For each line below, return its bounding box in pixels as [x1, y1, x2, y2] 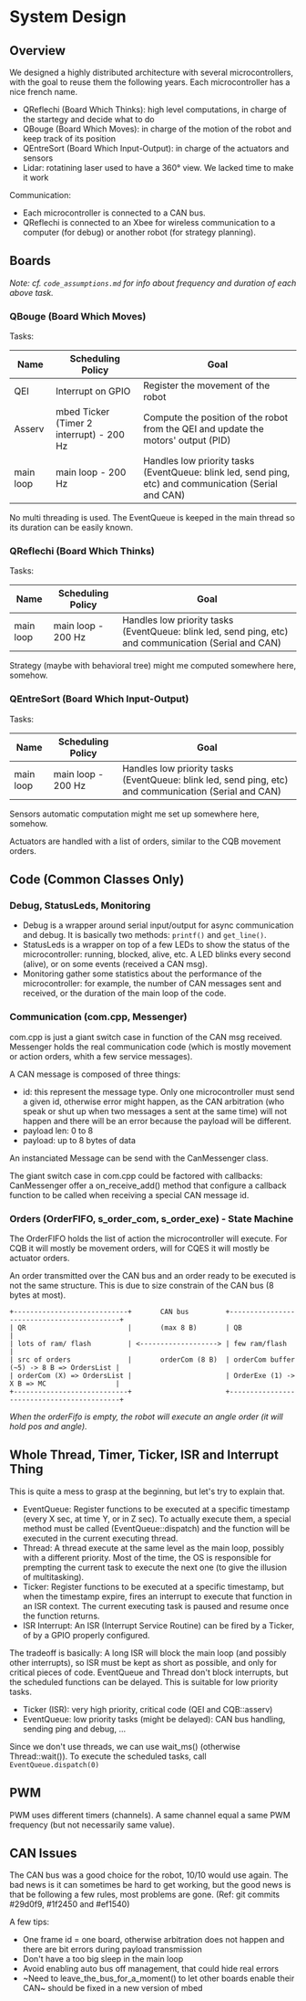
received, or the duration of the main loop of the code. [22, 988, 227, 999]
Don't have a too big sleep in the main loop [22, 1954, 184, 1964]
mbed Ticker [56, 405, 110, 418]
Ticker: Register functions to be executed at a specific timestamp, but [22, 1581, 284, 1592]
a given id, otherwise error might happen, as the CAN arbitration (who [22, 1096, 285, 1107]
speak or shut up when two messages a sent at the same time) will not [22, 1105, 288, 1116]
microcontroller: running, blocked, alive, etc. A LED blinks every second [22, 949, 291, 960]
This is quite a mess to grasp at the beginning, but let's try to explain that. [9, 1486, 285, 1497]
